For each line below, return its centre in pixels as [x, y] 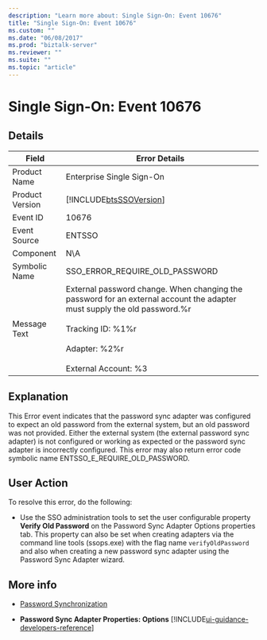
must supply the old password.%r [128, 308]
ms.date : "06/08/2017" [46, 38]
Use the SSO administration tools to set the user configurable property [135, 518]
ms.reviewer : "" [35, 52]
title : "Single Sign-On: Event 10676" [72, 23]
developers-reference [56, 628]
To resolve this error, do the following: [70, 502]
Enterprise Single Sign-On [115, 176]
